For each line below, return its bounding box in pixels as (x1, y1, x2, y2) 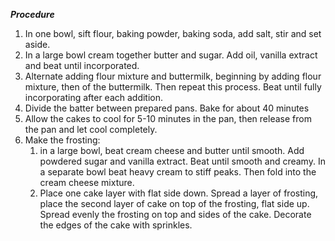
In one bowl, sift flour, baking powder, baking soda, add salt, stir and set (24, 28, 322, 39)
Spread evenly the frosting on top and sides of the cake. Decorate (39, 209, 312, 220)
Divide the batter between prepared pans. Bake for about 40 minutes (24, 102, 310, 114)
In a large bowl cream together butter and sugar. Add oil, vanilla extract (24, 49, 318, 61)
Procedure (10, 9, 55, 20)
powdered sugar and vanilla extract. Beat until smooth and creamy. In (39, 155, 326, 167)
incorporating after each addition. (24, 92, 164, 103)
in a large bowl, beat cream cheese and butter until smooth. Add (39, 145, 305, 156)
